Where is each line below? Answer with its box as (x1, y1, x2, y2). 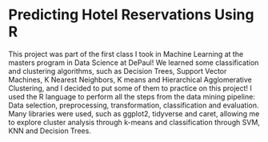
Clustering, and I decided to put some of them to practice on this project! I (8, 83, 252, 93)
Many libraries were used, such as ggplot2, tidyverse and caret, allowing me (8, 108, 260, 118)
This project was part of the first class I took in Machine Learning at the (8, 49, 244, 59)
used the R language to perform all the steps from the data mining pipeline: (8, 91, 256, 101)
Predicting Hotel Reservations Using (8, 6, 254, 24)
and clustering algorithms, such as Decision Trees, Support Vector (8, 66, 227, 75)
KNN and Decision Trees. (8, 126, 92, 136)
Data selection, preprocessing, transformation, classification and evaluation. (8, 100, 259, 110)
